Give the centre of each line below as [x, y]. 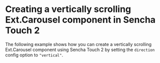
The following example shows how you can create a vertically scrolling [78, 44]
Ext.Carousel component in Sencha [81, 20]
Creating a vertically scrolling [68, 9]
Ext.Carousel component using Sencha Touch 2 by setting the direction [80, 49]
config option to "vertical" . [34, 55]
